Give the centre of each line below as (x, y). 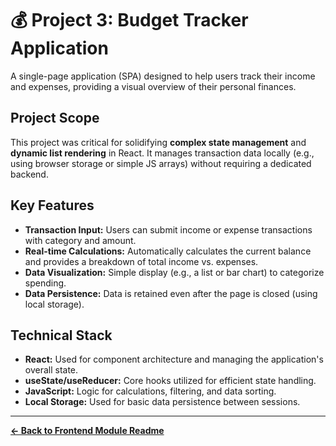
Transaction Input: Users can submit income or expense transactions (168, 229)
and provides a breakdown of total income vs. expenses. (141, 261)
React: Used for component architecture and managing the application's (174, 359)
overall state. (51, 370)
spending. (45, 283)
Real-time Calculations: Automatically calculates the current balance (168, 251)
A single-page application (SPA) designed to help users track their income (163, 76)
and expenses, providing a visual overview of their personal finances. (153, 86)
